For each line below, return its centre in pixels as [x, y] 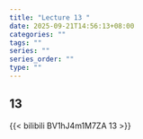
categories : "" [38, 34]
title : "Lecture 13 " [50, 17]
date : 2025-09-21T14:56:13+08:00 [72, 26]
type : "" [26, 68]
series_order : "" [42, 59]
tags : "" [26, 43]
